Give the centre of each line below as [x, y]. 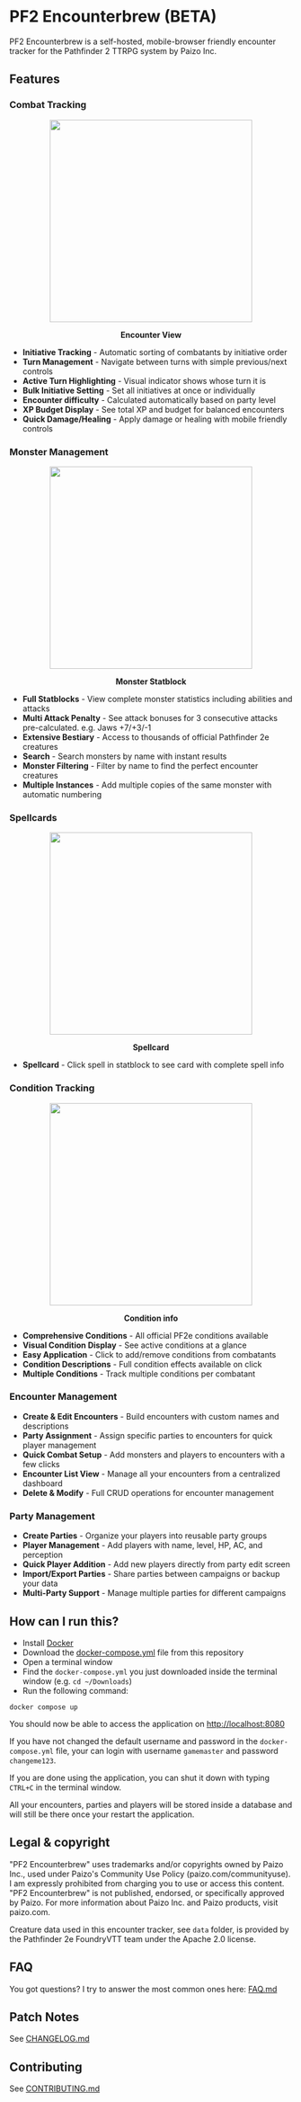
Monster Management [59, 451]
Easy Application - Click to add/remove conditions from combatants [149, 1354]
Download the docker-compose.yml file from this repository [133, 1652]
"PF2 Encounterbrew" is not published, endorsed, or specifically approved [147, 1893]
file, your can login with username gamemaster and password [167, 1750]
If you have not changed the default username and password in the [134, 1741]
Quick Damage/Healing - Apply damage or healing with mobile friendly [155, 419]
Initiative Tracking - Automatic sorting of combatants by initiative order [155, 352]
